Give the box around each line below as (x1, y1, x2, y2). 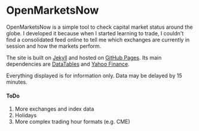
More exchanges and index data (14, 105, 94, 112)
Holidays (14, 112, 37, 119)
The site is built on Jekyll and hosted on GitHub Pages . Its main (6, 54, 162, 61)
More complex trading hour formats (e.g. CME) (14, 118, 130, 126)
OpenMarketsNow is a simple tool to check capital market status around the (6, 23, 193, 31)
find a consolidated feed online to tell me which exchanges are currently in (6, 36, 190, 43)
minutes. (6, 78, 28, 86)
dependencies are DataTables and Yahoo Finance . (6, 60, 130, 68)
